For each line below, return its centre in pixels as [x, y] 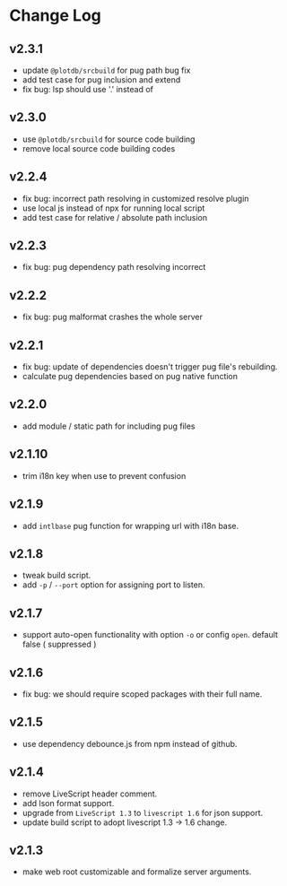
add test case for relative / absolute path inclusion [115, 217]
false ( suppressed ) [59, 644]
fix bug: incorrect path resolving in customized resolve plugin [135, 198]
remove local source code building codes [99, 148]
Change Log [55, 16]
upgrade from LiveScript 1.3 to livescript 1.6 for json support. [143, 812]
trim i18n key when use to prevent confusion [104, 475]
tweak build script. [57, 576]
